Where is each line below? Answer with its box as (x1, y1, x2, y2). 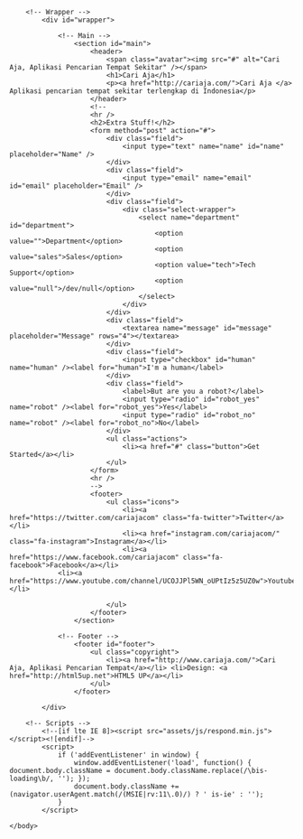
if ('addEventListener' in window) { (57, 750, 200, 760)
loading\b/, (9, 774, 54, 783)
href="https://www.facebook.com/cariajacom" (9, 553, 179, 562)
